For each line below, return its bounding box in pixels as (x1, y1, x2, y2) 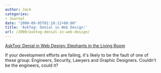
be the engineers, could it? (5, 62, 58, 68)
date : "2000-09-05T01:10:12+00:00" (5, 20, 77, 26)
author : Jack (5, 7, 32, 12)
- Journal (5, 16, 25, 21)
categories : (5, 12, 29, 16)
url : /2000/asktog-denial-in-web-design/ (5, 29, 90, 34)
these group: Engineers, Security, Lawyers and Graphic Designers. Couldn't (5, 58, 157, 63)
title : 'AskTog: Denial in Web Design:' (5, 25, 88, 30)
